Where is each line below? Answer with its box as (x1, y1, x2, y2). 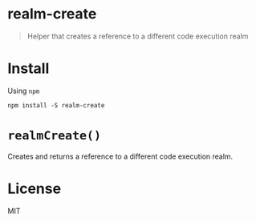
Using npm (7, 86, 40, 95)
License (7, 180, 62, 197)
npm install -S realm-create (7, 101, 105, 109)
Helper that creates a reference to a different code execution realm (26, 31, 249, 41)
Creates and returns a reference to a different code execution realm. (7, 151, 234, 161)
